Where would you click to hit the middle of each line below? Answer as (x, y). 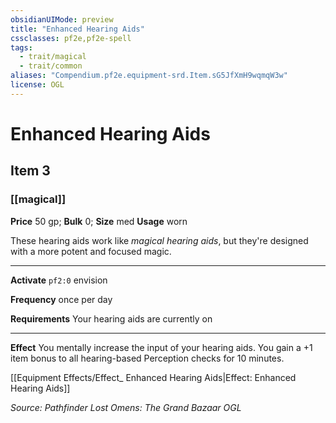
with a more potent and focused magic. (91, 251)
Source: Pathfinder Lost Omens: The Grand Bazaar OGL (126, 407)
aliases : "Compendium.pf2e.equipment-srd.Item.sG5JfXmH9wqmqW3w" (149, 76)
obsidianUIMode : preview (62, 19)
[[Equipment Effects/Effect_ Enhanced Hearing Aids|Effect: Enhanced (153, 377)
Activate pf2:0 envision (59, 280)
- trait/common (51, 66)
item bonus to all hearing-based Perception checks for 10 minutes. (147, 358)
